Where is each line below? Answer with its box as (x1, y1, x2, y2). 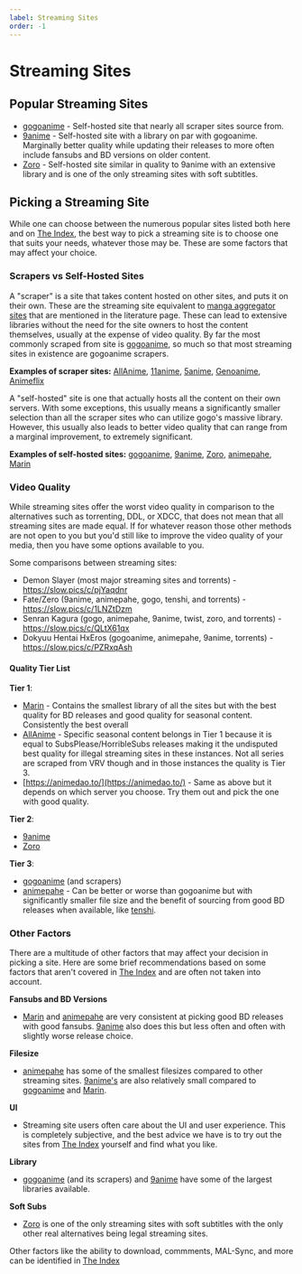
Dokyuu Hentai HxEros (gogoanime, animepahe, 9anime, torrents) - (22, 632, 273, 642)
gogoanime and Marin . (22, 1085, 107, 1096)
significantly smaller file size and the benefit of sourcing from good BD (22, 895, 286, 906)
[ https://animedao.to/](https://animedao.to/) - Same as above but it (22, 777, 272, 788)
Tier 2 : (9, 814, 34, 825)
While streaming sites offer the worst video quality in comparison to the (9, 501, 275, 511)
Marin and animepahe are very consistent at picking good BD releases (22, 1011, 284, 1022)
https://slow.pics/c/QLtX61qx (22, 623, 130, 633)
